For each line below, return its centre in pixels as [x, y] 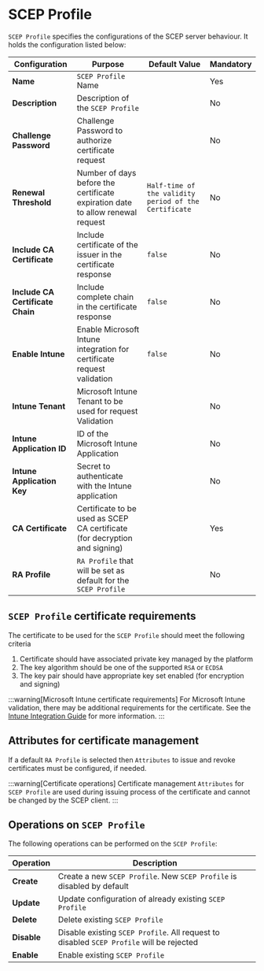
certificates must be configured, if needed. [77, 768]
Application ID [39, 448]
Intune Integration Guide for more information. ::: [86, 716]
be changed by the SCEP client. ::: [63, 800]
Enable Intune [38, 354]
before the [96, 183]
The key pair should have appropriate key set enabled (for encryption [132, 676]
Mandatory [231, 64]
